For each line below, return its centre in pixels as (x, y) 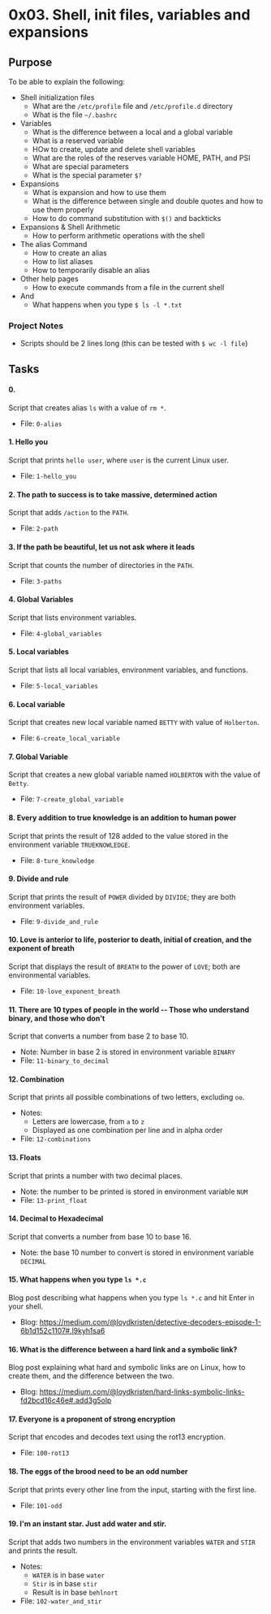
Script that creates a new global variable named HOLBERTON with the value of (135, 774)
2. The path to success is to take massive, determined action (113, 494)
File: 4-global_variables (61, 633)
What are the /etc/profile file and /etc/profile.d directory (133, 106)
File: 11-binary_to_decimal (65, 1061)
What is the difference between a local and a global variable (133, 132)
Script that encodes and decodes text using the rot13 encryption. (117, 1437)
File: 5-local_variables (59, 685)
